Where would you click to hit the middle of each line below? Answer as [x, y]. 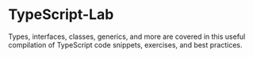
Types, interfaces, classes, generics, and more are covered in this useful [127, 36]
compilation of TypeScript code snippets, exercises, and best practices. [126, 44]
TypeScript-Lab [61, 15]
